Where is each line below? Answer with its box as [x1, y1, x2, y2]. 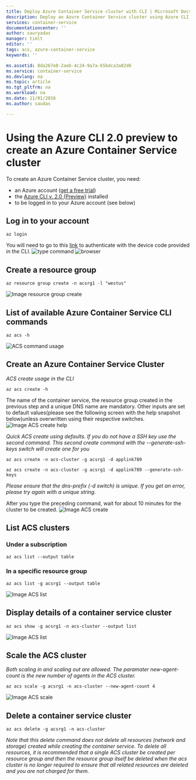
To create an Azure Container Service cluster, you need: [6, 175, 141, 182]
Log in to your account [6, 216, 89, 226]
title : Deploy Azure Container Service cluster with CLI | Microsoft [6, 8, 179, 15]
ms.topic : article [6, 79, 51, 85]
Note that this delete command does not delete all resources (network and [6, 737, 185, 744]
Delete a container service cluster [6, 710, 132, 720]
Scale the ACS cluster [6, 651, 87, 660]
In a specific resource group [6, 567, 87, 575]
